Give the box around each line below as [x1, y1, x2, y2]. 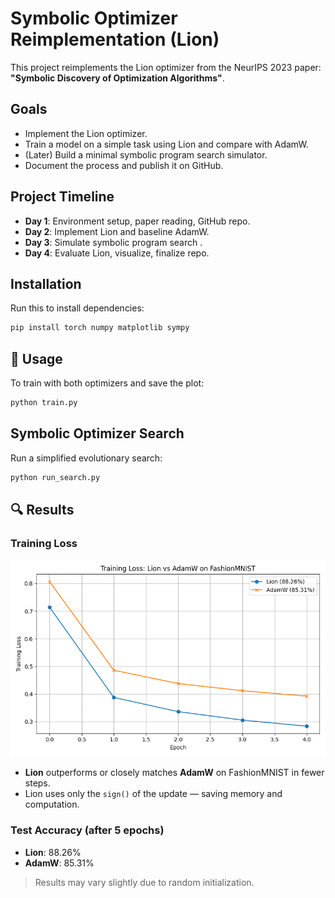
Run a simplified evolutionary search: [10, 452, 163, 464]
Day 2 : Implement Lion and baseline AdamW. [24, 225, 210, 237]
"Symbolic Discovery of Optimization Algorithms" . [10, 72, 225, 84]
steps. [24, 777, 51, 789]
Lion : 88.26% [24, 846, 82, 858]
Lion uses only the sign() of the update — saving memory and [24, 788, 283, 800]
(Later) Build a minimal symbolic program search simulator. [24, 148, 268, 161]
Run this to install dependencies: [10, 302, 145, 314]
